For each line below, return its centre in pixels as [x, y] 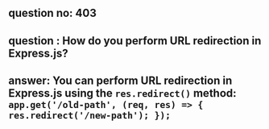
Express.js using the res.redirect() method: [122, 93]
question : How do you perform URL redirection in [135, 41]
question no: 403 [52, 13]
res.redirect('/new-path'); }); [90, 116]
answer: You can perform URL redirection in [120, 81]
